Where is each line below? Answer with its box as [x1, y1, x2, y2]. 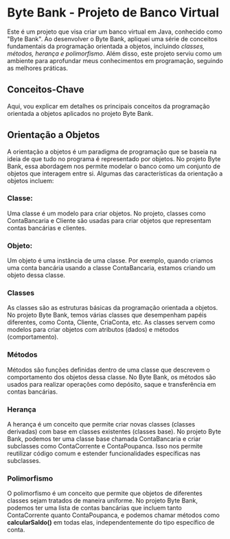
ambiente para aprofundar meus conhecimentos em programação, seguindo [7, 56, 223, 64]
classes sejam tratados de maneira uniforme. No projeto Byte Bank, [7, 496, 198, 505]
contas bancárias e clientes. [7, 224, 87, 232]
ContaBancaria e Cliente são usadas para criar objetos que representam [7, 216, 211, 224]
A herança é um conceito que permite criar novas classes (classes [7, 420, 196, 429]
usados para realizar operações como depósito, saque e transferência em [7, 380, 216, 388]
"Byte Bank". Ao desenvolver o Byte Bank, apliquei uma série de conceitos [7, 34, 218, 43]
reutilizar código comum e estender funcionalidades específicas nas [7, 449, 200, 457]
